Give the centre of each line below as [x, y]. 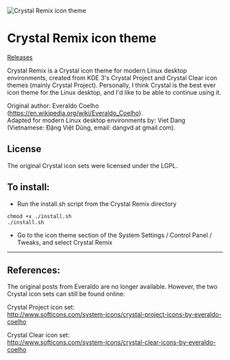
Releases [20, 57]
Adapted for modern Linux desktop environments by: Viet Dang [97, 120]
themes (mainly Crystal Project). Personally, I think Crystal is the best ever [112, 85]
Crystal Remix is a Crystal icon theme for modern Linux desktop [97, 70]
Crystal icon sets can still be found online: [66, 294]
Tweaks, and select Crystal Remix [65, 242]
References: [34, 270]
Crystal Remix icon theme [82, 38]
